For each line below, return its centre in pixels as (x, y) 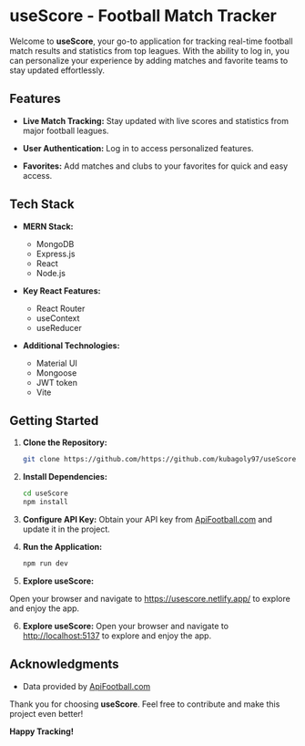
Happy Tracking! (42, 731)
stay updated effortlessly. (57, 70)
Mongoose (56, 373)
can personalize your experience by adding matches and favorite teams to (149, 60)
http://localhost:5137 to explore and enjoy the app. (117, 636)
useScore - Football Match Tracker (143, 16)
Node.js (51, 273)
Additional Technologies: (71, 345)
